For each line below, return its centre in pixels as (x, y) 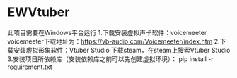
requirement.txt (30, 67)
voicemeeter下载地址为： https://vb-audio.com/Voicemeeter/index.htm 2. (114, 41)
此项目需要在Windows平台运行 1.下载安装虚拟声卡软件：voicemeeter (107, 32)
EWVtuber (39, 12)
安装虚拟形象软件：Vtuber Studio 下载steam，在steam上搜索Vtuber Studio (122, 50)
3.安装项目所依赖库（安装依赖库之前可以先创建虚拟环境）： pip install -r (110, 59)
